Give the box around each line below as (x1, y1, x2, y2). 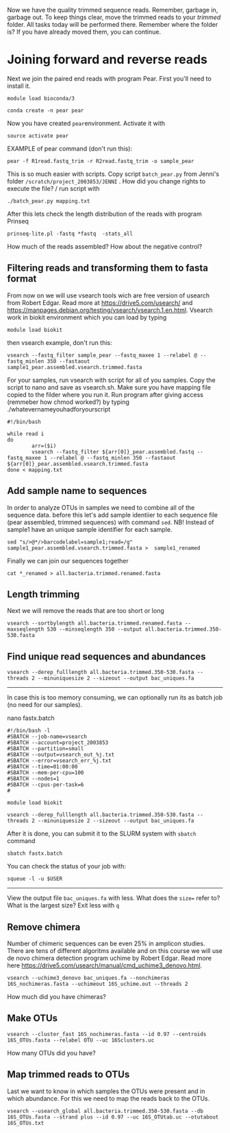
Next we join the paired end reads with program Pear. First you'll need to (7, 74, 212, 82)
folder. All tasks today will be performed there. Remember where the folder (7, 21, 218, 28)
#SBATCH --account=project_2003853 (7, 739, 109, 746)
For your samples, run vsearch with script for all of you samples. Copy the (7, 376, 216, 384)
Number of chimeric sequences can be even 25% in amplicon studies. (7, 939, 205, 947)
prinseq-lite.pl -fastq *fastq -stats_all (7, 230, 133, 237)
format (7, 273, 37, 284)
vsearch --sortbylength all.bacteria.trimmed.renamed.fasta (7, 620, 183, 627)
